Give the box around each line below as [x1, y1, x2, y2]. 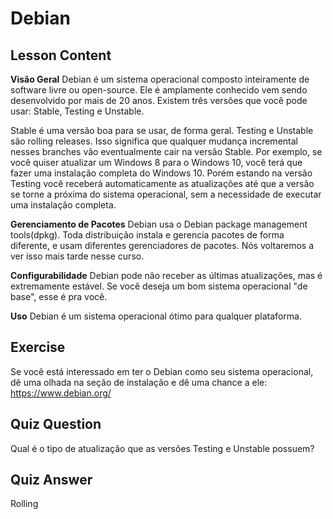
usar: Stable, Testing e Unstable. [10, 105, 145, 117]
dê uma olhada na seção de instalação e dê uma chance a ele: [10, 376, 268, 388]
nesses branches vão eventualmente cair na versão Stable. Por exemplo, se [10, 146, 323, 157]
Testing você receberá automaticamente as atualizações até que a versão [10, 178, 315, 189]
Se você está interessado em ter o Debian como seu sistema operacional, [10, 365, 314, 377]
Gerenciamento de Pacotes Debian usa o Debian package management [10, 218, 308, 230]
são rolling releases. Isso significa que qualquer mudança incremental [10, 135, 298, 147]
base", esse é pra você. [10, 291, 108, 302]
